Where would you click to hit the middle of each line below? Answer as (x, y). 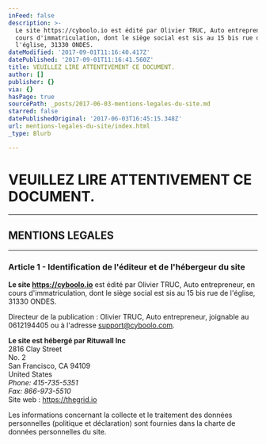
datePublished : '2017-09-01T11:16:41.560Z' (81, 60)
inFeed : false (32, 15)
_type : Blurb (30, 133)
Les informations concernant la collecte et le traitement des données (120, 415)
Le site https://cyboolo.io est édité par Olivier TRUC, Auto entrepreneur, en (132, 284)
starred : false (33, 112)
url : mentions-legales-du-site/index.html (79, 126)
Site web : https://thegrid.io (53, 399)
